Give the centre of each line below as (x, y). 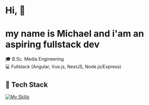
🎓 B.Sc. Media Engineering (35, 59)
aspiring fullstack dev (52, 45)
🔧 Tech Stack (27, 84)
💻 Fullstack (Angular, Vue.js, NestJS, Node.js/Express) (63, 67)
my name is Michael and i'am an (75, 34)
